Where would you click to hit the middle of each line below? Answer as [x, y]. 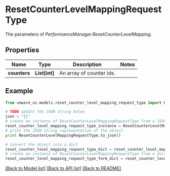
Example [19, 91]
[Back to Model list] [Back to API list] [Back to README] [63, 168]
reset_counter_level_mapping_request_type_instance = [63, 126]
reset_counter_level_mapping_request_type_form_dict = [64, 159]
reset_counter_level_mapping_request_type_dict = [59, 149]
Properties [22, 50]
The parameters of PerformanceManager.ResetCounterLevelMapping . [79, 34]
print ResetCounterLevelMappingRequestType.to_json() [63, 135]
